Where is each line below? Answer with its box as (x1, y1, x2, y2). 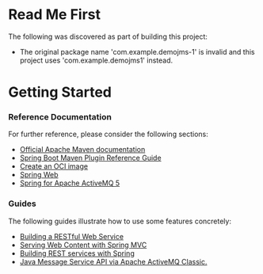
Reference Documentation (8, 112, 112, 123)
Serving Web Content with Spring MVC (19, 240, 147, 249)
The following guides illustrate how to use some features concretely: (8, 216, 232, 226)
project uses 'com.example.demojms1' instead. (19, 55, 173, 65)
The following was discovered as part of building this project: (8, 32, 208, 41)
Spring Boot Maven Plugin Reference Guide (19, 153, 162, 163)
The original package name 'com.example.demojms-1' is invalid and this (19, 47, 255, 56)
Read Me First (8, 6, 101, 24)
